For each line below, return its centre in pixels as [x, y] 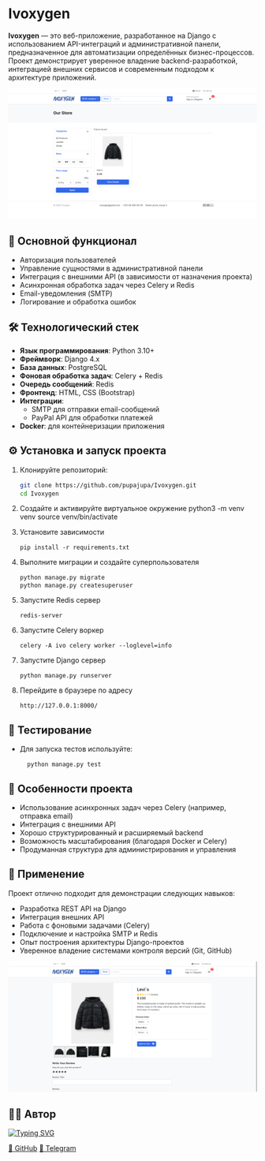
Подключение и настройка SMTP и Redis [89, 933]
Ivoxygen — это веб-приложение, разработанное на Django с [112, 35]
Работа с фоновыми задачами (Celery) [85, 925]
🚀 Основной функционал [73, 241]
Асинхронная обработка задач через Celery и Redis [107, 286]
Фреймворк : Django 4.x [60, 359]
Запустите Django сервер [63, 660]
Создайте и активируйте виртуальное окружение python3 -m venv [132, 509]
